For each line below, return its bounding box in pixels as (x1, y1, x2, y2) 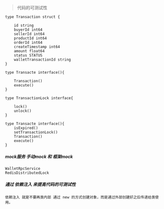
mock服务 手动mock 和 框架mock (5, 153, 73, 159)
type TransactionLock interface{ (5, 96, 73, 101)
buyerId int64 (14, 27, 43, 32)
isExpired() (14, 125, 38, 130)
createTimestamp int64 (14, 44, 60, 49)
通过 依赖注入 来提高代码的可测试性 (5, 181, 76, 187)
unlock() (14, 108, 32, 113)
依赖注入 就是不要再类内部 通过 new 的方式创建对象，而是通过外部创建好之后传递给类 (5, 195, 156, 200)
